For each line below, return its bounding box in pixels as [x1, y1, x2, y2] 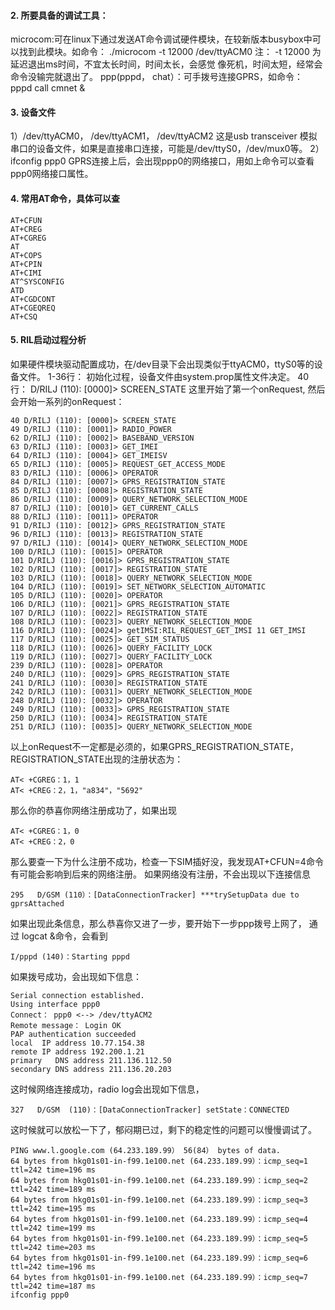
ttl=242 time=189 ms [10, 1184, 97, 1194]
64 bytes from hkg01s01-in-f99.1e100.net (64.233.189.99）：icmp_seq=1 [10, 1156, 308, 1166]
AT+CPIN [10, 259, 43, 269]
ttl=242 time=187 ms [10, 1281, 97, 1291]
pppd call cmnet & [10, 82, 86, 94]
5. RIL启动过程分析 [10, 334, 87, 346]
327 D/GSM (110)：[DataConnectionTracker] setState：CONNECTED [10, 1105, 290, 1115]
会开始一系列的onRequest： [10, 395, 125, 407]
